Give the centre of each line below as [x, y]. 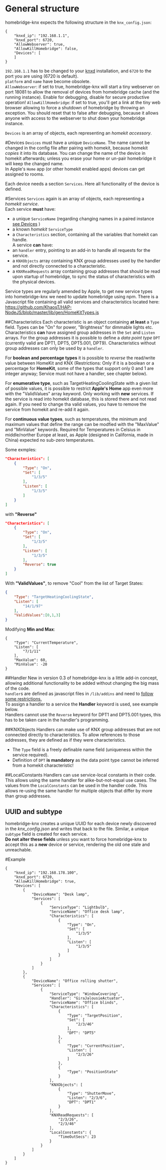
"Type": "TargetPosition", [95, 1016]
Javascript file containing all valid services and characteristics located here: [82, 302]
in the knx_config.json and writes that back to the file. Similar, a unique [77, 829]
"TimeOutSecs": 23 [77, 1137]
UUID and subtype [34, 812]
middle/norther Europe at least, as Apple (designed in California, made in [79, 435]
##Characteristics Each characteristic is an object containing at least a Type [82, 322]
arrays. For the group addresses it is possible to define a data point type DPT [83, 337]
